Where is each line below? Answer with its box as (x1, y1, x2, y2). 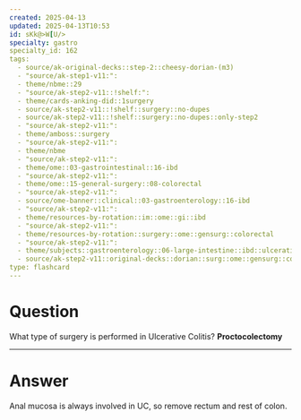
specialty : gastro (9, 38, 78, 47)
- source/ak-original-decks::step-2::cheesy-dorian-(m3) (17, 64, 235, 73)
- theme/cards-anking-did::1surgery (17, 96, 154, 106)
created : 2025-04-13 (9, 13, 87, 22)
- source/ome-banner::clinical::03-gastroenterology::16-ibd (17, 196, 251, 206)
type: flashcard (9, 263, 70, 272)
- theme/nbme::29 (17, 80, 82, 89)
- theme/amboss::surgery (17, 130, 110, 139)
